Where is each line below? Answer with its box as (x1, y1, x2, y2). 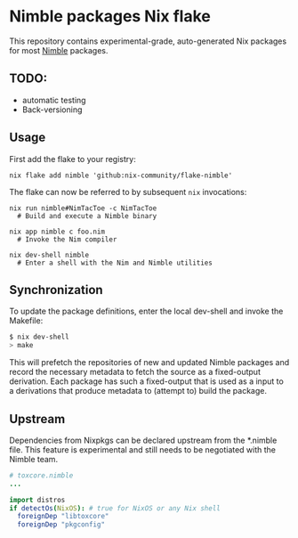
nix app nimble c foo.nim (9, 227, 105, 236)
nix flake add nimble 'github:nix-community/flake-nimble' (9, 171, 233, 180)
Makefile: (9, 315, 44, 326)
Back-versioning (21, 104, 83, 115)
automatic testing (21, 94, 86, 105)
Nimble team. (9, 453, 59, 464)
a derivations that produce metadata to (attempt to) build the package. (9, 386, 267, 396)
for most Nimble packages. (9, 45, 109, 55)
